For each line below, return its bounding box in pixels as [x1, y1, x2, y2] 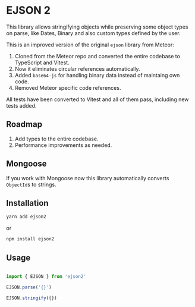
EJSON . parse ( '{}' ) [6, 284, 52, 290]
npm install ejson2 [6, 236, 55, 242]
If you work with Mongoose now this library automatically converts [6, 174, 169, 181]
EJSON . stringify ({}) [6, 295, 58, 301]
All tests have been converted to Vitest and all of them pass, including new [6, 96, 189, 103]
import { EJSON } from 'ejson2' [6, 273, 86, 280]
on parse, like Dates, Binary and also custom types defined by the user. [6, 29, 181, 36]
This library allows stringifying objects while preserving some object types [6, 23, 188, 30]
